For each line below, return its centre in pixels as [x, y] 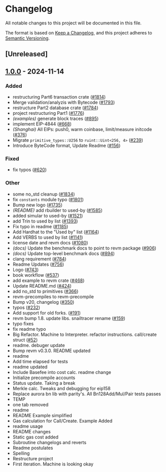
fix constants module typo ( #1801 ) [48, 199]
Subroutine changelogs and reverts [49, 442]
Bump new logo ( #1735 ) [37, 205]
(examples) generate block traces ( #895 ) [56, 119]
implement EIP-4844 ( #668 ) [42, 124]
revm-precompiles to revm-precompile [53, 296]
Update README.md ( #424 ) [42, 286]
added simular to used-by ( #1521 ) [48, 215]
